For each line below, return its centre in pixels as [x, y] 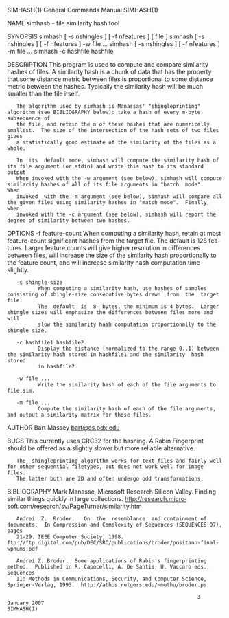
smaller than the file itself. [44, 93]
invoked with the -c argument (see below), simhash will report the [116, 214]
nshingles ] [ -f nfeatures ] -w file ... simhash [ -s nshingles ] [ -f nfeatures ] [114, 44]
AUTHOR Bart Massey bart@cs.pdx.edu [63, 428]
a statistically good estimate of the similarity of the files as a [116, 142]
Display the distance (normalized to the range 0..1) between [128, 349]
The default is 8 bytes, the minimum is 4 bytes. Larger [128, 307]
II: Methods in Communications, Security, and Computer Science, [111, 579]
